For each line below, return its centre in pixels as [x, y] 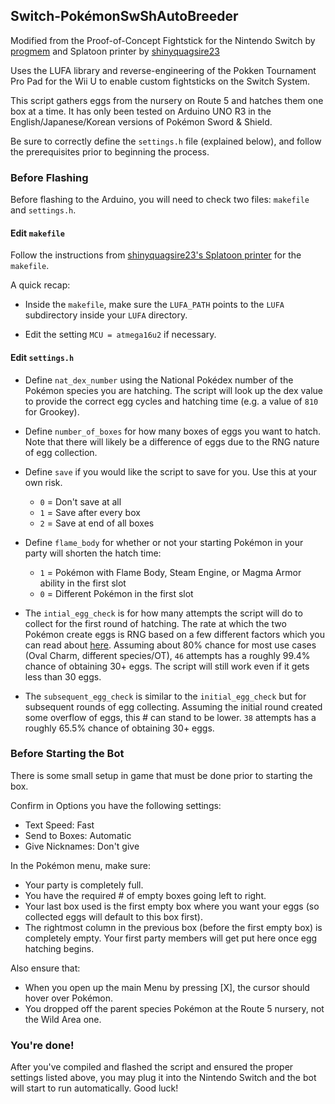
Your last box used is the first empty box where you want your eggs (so [172, 906]
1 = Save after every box [90, 512]
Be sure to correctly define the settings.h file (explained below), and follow [166, 141]
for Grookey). [52, 411]
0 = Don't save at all [80, 501]
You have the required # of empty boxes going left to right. [145, 895]
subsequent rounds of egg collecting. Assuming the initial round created [173, 706]
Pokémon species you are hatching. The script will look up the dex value [174, 390]
